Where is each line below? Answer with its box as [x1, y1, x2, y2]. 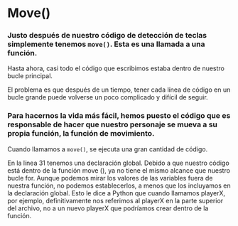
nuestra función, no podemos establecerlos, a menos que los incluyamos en [7, 181, 231, 190]
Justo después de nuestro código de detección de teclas [7, 31, 207, 41]
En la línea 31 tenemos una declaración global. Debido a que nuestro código [7, 158, 229, 167]
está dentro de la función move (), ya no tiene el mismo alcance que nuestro [7, 166, 231, 175]
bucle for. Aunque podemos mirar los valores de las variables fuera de [7, 173, 213, 182]
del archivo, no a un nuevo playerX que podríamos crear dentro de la [7, 204, 209, 212]
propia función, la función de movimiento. [7, 129, 155, 139]
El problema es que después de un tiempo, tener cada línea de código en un [7, 85, 231, 94]
